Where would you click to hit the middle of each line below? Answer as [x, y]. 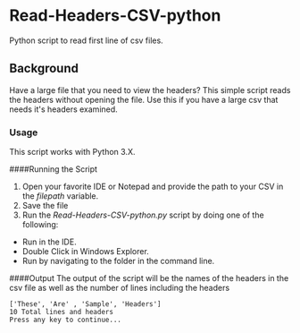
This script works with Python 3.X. [72, 152]
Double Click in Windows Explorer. [85, 252]
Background [44, 68]
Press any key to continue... [66, 320]
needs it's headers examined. [63, 109]
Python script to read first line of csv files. [86, 40]
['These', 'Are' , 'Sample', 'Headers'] [86, 304]
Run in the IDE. [50, 242]
